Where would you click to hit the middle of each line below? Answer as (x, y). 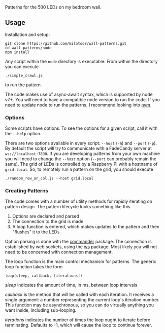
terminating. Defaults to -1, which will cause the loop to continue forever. (79, 325)
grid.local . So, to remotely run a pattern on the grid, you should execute (79, 169)
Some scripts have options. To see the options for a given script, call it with (81, 128)
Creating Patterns (27, 191)
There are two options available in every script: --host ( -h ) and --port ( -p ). (81, 143)
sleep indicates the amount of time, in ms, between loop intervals (71, 285)
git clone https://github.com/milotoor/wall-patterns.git (66, 43)
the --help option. (23, 134)
